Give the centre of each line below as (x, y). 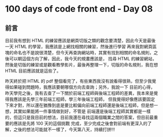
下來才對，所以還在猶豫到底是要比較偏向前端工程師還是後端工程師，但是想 (79, 105)
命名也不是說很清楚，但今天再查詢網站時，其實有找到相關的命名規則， (83, 53)
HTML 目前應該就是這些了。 (33, 71)
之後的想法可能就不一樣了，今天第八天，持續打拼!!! (64, 129)
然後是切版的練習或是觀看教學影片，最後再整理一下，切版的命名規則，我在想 (81, 65)
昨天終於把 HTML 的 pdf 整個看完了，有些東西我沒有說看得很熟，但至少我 (79, 81)
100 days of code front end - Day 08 (79, 9)
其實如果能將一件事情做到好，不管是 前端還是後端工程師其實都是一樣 (82, 111)
